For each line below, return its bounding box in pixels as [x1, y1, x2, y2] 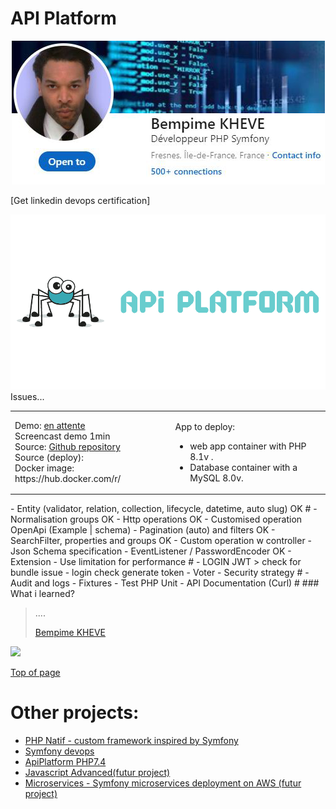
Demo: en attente [14, 420, 86, 432]
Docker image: [14, 462, 75, 474]
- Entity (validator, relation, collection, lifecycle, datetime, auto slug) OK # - [10, 503, 318, 515]
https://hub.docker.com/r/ [14, 473, 122, 485]
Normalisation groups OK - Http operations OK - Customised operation [10, 513, 303, 526]
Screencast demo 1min [14, 430, 111, 442]
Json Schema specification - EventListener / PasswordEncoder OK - [10, 545, 292, 557]
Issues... [10, 390, 45, 402]
